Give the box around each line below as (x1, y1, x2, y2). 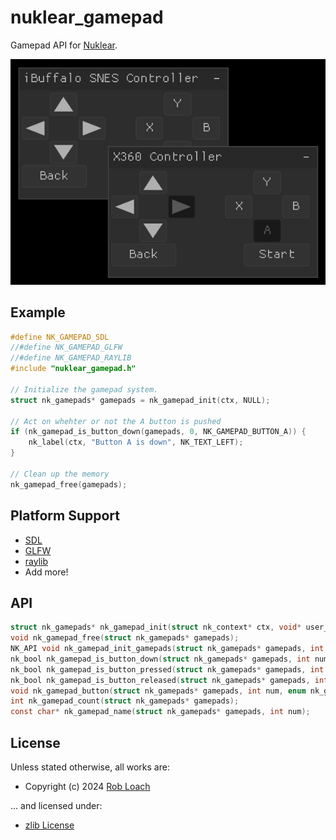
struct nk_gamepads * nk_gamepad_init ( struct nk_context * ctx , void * (10, 622, 302, 633)
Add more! (24, 566, 69, 578)
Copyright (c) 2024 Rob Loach (24, 781, 151, 793)
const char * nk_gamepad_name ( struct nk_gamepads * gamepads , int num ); (10, 707, 311, 717)
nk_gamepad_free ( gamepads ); (10, 479, 128, 490)
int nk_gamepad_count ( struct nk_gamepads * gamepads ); (10, 696, 240, 706)
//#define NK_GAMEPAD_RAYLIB (10, 353, 132, 363)
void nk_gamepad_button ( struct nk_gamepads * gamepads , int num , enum (10, 686, 307, 696)
